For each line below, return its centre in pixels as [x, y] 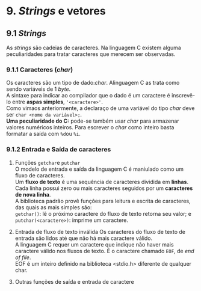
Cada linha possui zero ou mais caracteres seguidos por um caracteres [104, 188]
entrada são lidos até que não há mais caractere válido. [84, 238]
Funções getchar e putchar [48, 162]
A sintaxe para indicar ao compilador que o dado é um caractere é [88, 96]
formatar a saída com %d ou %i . [44, 134]
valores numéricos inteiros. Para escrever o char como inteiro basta [90, 127]
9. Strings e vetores [56, 11]
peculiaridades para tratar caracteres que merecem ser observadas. [91, 54]
